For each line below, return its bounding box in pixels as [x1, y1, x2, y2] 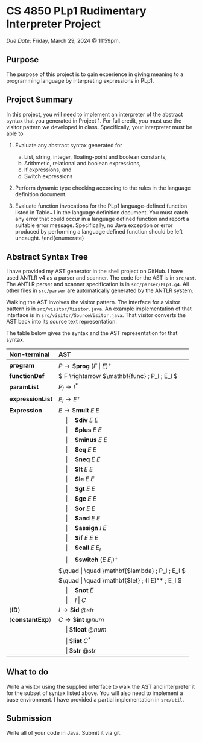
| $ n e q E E [65, 455, 101, 463]
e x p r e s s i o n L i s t [9, 395, 53, 403]
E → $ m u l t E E [58, 406, 99, 414]
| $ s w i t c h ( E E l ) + [65, 554, 118, 565]
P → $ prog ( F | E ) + [58, 360, 112, 370]
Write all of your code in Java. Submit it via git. [6, 729, 122, 737]
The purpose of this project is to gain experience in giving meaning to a [6, 71, 184, 78]
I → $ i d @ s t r [58, 606, 95, 614]
